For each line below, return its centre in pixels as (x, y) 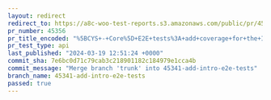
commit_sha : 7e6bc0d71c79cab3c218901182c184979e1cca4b (102, 61)
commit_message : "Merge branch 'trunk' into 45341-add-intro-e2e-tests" (133, 69)
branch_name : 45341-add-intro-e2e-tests (77, 76)
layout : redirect (37, 16)
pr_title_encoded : (38, 38)
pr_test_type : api (38, 46)
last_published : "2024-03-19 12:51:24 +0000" (85, 53)
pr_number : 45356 (37, 31)
